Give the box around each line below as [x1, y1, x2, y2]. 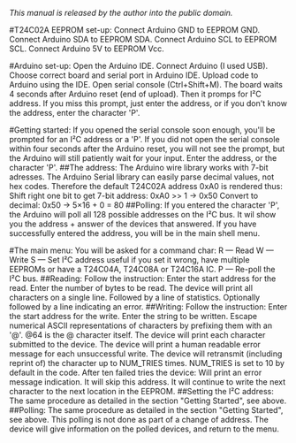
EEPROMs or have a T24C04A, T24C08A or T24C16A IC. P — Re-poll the [9, 264, 276, 274]
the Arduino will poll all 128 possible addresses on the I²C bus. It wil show [9, 210, 277, 219]
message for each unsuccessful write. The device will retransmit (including [9, 348, 283, 359]
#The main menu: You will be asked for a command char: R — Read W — [9, 245, 274, 256]
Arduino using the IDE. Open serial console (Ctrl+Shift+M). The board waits [9, 80, 283, 89]
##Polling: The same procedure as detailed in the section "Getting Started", [9, 405, 284, 415]
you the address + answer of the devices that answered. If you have [9, 218, 257, 229]
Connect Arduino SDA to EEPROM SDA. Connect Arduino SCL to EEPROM [9, 34, 277, 44]
